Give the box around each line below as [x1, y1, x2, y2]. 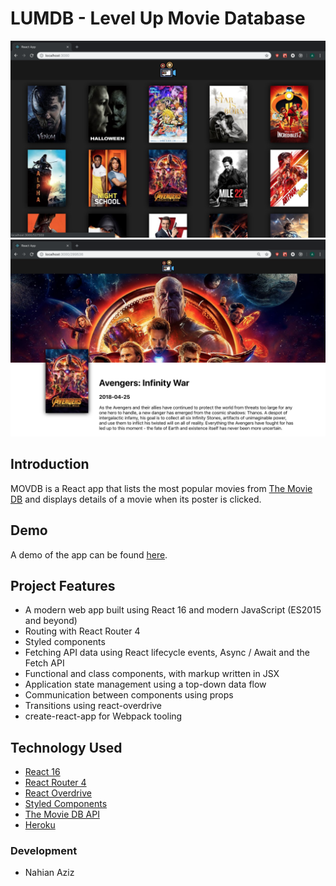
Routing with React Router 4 [24, 625, 141, 637]
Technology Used [10, 739, 123, 756]
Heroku [24, 819, 56, 831]
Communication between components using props [24, 689, 234, 701]
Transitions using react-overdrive [24, 700, 163, 712]
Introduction [10, 456, 90, 473]
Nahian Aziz [24, 867, 75, 879]
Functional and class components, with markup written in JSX [24, 668, 280, 680]
